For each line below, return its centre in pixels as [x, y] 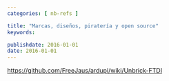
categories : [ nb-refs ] [43, 13]
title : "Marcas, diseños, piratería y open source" [83, 26]
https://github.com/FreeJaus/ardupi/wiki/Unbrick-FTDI [85, 71]
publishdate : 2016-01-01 [43, 45]
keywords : [21, 32]
